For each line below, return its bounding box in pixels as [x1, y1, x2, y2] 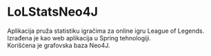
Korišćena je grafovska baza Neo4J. [7, 41, 110, 49]
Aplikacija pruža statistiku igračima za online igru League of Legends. [7, 27, 205, 35]
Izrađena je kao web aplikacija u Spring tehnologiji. [7, 33, 152, 42]
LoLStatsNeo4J [7, 4, 99, 20]
